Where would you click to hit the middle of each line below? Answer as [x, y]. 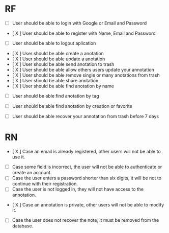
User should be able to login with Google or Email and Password [79, 23]
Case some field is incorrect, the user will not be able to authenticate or [87, 167]
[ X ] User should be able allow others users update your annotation [83, 70]
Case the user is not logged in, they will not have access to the [78, 189]
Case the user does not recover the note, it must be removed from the [86, 220]
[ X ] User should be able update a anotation [59, 59]
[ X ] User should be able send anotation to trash [63, 64]
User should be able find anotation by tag [55, 96]
